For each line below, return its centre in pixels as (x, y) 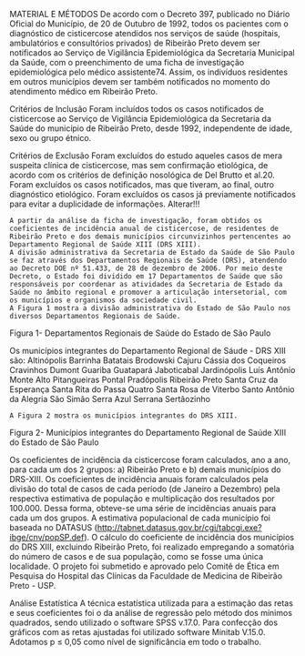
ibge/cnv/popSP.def (47, 537)
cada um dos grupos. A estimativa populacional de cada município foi (140, 518)
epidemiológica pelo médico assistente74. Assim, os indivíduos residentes (149, 72)
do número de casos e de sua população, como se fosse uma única (137, 556)
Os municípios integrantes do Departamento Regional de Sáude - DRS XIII (148, 351)
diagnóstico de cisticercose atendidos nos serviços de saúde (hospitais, (145, 33)
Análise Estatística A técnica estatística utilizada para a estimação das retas (152, 603)
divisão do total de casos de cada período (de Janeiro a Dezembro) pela (145, 489)
